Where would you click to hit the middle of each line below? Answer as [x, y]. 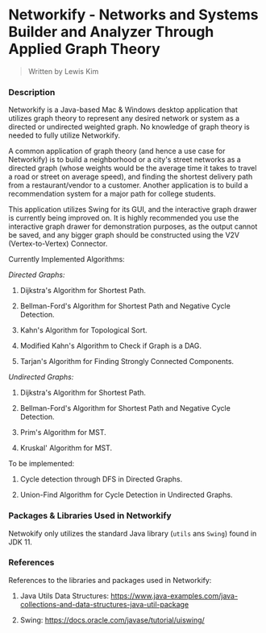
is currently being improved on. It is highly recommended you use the [124, 218]
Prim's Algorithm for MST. [63, 432]
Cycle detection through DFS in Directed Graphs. [101, 479]
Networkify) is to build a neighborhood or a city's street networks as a [125, 159]
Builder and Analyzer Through [111, 32]
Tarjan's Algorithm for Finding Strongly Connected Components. [127, 362]
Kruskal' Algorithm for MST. [66, 448]
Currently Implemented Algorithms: [66, 259]
